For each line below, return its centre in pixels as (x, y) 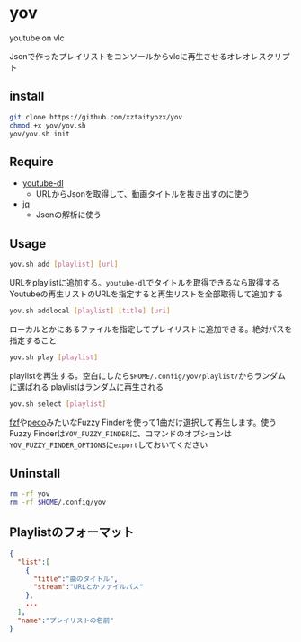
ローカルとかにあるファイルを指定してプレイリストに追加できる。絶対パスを (151, 329)
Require (31, 161)
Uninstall (35, 473)
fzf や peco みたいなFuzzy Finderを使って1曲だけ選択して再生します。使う (143, 422)
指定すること (33, 340)
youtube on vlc (37, 38)
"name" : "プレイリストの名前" (66, 620)
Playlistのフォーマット (72, 532)
